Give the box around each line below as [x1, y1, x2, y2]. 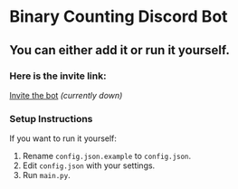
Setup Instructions [9, 112, 93, 125]
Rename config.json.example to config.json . [22, 151, 192, 162]
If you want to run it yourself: [9, 133, 118, 144]
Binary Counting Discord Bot [9, 6, 228, 27]
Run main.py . [22, 170, 71, 181]
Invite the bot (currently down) [9, 90, 123, 100]
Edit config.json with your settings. [22, 160, 156, 171]
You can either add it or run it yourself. [9, 43, 231, 58]
